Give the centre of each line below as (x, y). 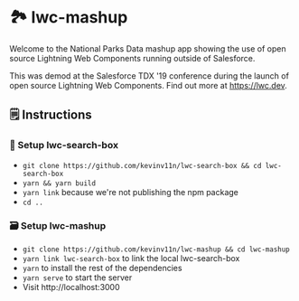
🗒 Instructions (51, 115)
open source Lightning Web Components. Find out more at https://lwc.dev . (148, 85)
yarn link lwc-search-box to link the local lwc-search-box (131, 258)
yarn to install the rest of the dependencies (102, 268)
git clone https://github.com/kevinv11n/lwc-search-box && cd (142, 165)
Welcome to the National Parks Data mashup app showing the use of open (148, 48)
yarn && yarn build (59, 183)
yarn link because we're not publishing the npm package (131, 192)
